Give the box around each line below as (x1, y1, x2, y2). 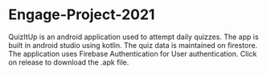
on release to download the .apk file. (8, 57, 129, 67)
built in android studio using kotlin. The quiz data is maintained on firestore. (8, 40, 258, 49)
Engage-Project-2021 (8, 6, 155, 24)
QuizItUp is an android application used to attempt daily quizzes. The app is (8, 32, 259, 41)
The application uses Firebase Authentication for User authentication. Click (8, 49, 257, 58)
